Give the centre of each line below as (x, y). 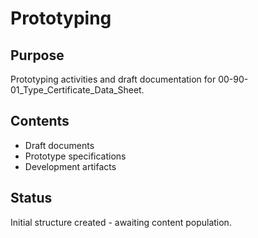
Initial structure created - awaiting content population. (121, 222)
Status (31, 198)
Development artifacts (70, 166)
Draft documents (59, 145)
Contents (40, 121)
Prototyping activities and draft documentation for (113, 79)
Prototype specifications (75, 156)
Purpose (37, 55)
